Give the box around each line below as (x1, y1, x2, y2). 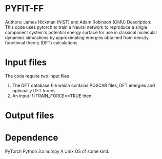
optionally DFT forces (12, 87, 56, 93)
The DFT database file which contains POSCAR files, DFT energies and (12, 82, 155, 88)
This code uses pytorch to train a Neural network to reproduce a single (5, 24, 147, 30)
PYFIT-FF (5, 3, 44, 14)
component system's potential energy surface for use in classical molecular (5, 29, 158, 35)
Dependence (5, 132, 59, 143)
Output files (5, 110, 55, 121)
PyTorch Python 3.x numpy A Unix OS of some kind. (5, 148, 110, 154)
